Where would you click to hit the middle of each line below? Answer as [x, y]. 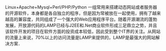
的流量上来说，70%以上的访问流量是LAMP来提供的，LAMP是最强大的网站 [80, 37]
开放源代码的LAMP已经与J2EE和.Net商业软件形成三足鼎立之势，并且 [87, 25]
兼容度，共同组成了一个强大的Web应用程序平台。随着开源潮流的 [83, 19]
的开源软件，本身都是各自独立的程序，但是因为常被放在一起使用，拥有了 [79, 13]
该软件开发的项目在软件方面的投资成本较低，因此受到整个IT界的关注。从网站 [83, 31]
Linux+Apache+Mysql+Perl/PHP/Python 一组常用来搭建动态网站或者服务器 [81, 7]
